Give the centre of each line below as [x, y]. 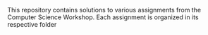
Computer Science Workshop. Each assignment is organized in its [103, 17]
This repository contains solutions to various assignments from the [104, 10]
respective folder [32, 24]
